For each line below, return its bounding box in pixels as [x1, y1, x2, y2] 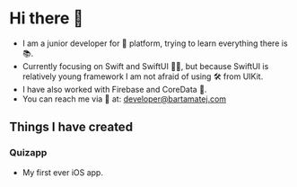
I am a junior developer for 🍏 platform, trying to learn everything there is [22, 38, 289, 49]
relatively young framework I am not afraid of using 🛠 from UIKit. [22, 71, 264, 82]
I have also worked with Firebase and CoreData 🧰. [22, 84, 207, 94]
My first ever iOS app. [22, 166, 103, 178]
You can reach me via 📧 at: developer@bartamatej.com [22, 93, 227, 104]
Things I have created [9, 120, 133, 135]
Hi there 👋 [9, 8, 83, 29]
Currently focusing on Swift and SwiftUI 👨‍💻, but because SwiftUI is [22, 60, 269, 71]
